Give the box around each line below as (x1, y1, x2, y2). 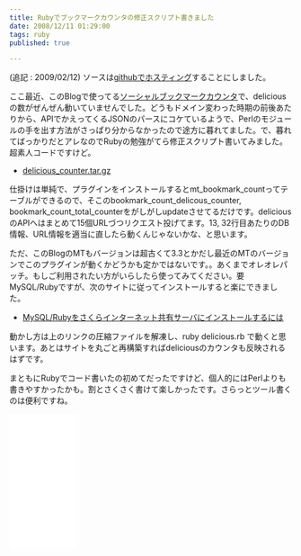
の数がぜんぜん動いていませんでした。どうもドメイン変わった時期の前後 (9, 103, 277, 113)
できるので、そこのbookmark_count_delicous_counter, (40, 195, 242, 206)
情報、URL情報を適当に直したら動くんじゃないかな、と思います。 (9, 229, 252, 239)
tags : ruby (9, 30, 50, 39)
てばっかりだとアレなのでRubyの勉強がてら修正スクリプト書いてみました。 (9, 136, 288, 147)
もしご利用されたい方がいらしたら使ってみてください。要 (32, 271, 245, 282)
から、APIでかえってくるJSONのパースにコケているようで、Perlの (16, 113, 261, 124)
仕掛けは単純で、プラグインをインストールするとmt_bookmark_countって (9, 184, 281, 194)
